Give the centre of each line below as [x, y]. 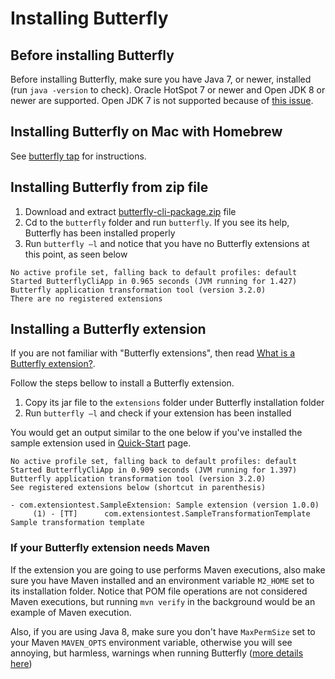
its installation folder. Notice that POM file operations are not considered [159, 591]
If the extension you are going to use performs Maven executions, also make [168, 569]
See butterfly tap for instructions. [78, 156]
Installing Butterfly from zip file [109, 187]
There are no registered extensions [86, 298]
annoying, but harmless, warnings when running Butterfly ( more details [157, 653]
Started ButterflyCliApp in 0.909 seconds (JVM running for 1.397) [154, 470]
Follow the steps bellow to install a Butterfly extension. [122, 383]
